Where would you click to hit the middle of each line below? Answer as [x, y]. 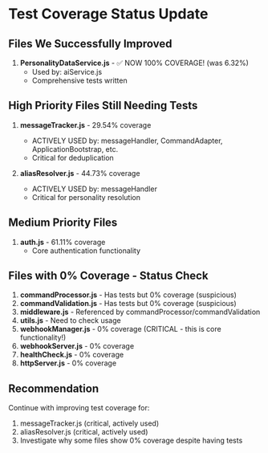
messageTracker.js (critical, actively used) [89, 423]
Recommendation [53, 388]
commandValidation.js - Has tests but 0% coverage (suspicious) [128, 304]
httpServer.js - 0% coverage [68, 363]
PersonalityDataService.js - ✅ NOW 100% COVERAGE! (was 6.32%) [134, 63]
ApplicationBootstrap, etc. [75, 149]
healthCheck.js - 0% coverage [72, 355]
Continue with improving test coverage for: [79, 408]
